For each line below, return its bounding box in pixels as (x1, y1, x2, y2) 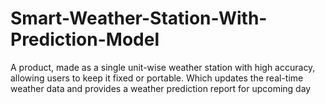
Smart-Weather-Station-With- (10, 7, 268, 30)
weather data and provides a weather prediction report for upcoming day (10, 82, 312, 94)
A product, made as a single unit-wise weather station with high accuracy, (10, 61, 316, 73)
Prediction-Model (10, 28, 160, 51)
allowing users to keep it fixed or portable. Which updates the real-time (10, 72, 304, 84)
